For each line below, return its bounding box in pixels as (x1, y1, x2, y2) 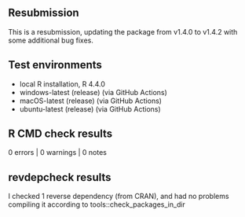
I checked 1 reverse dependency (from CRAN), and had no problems (8, 192, 229, 201)
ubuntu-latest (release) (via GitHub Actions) (19, 104, 161, 113)
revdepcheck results (8, 171, 112, 184)
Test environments (8, 58, 102, 72)
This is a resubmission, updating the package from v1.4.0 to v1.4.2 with (8, 27, 238, 36)
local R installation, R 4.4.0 (19, 79, 106, 89)
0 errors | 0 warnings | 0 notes (8, 148, 108, 157)
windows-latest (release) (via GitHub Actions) (19, 87, 167, 97)
